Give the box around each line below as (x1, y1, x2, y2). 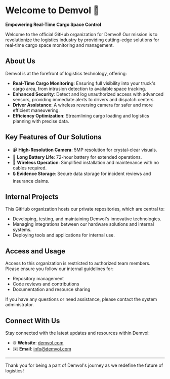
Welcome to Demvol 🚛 (5, 5, 100, 16)
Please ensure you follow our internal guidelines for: (5, 266, 114, 272)
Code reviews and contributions (12, 281, 79, 287)
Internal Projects (5, 192, 59, 201)
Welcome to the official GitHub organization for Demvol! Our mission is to (5, 31, 158, 37)
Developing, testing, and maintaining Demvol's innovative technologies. (12, 216, 162, 222)
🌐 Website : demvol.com (12, 340, 64, 345)
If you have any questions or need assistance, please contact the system (5, 296, 157, 302)
